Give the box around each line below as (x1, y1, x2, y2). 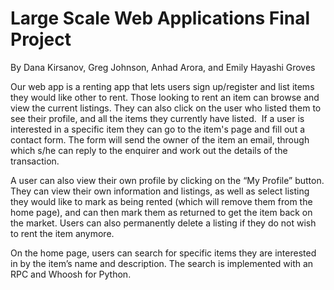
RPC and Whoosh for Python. (10, 268, 132, 280)
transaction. (10, 155, 60, 167)
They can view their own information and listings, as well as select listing (10, 185, 310, 197)
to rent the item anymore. (10, 227, 115, 239)
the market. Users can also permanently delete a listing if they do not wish (10, 217, 317, 229)
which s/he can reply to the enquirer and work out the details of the (10, 144, 288, 156)
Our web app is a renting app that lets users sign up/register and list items (10, 80, 315, 92)
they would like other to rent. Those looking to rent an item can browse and (10, 91, 320, 103)
